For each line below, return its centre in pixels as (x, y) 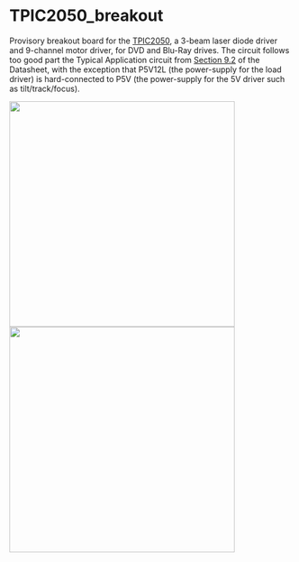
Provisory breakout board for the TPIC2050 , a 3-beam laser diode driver (143, 41)
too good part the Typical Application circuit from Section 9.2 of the (135, 60)
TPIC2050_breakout (86, 16)
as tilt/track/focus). (45, 88)
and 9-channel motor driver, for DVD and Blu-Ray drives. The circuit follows (149, 50)
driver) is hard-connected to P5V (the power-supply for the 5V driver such (147, 78)
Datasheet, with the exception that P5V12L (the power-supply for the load (145, 69)
